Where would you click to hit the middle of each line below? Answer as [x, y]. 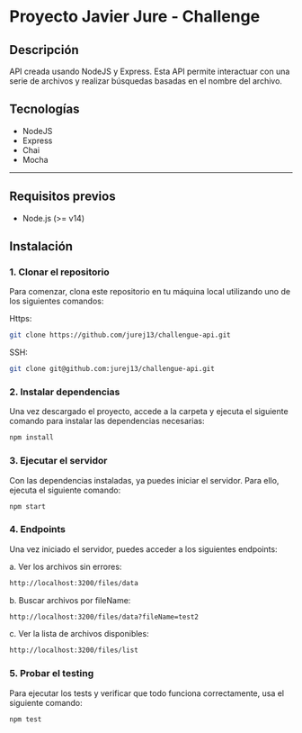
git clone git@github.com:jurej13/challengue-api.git [112, 369]
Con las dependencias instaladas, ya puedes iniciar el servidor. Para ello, [144, 480]
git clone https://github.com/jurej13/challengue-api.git [120, 335]
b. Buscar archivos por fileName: [70, 600]
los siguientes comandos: [57, 301]
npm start [28, 506]
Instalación [41, 246]
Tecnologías [44, 109]
